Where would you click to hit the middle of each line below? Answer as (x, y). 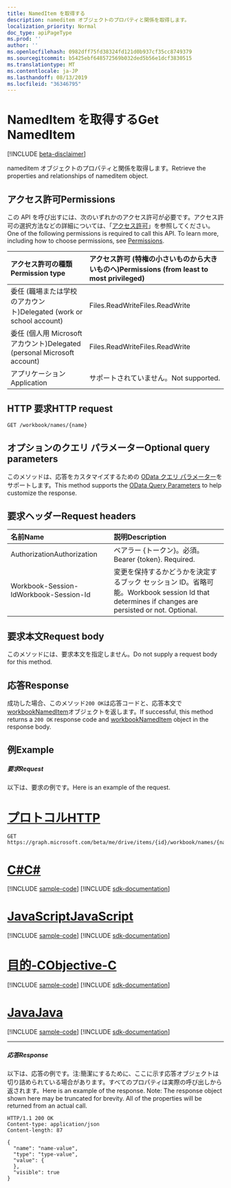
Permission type (38, 273)
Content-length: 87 (35, 1131)
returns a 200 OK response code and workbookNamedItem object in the (108, 720)
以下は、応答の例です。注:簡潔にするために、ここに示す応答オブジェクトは (113, 1074)
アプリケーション (38, 374)
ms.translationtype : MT (41, 65)
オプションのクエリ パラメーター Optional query (109, 448)
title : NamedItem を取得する (46, 13)
